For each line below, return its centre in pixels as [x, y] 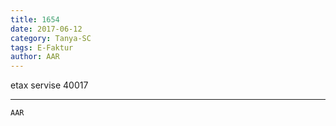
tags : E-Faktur [42, 47]
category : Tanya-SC [51, 38]
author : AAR [35, 57]
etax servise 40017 [49, 85]
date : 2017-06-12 [46, 29]
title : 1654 [35, 19]
